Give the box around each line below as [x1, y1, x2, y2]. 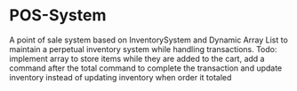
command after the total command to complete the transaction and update [9, 63, 283, 73]
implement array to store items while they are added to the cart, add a [9, 53, 265, 64]
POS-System [9, 5, 107, 26]
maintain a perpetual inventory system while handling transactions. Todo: [9, 43, 277, 54]
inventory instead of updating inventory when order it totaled [9, 72, 232, 82]
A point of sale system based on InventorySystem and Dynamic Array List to [9, 34, 289, 45]
